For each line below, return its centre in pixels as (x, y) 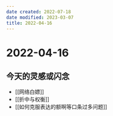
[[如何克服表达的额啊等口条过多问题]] (61, 107)
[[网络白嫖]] (29, 92)
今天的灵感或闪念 (38, 76)
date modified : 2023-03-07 (40, 17)
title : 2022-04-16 (29, 23)
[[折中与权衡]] (32, 99)
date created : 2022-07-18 (38, 12)
